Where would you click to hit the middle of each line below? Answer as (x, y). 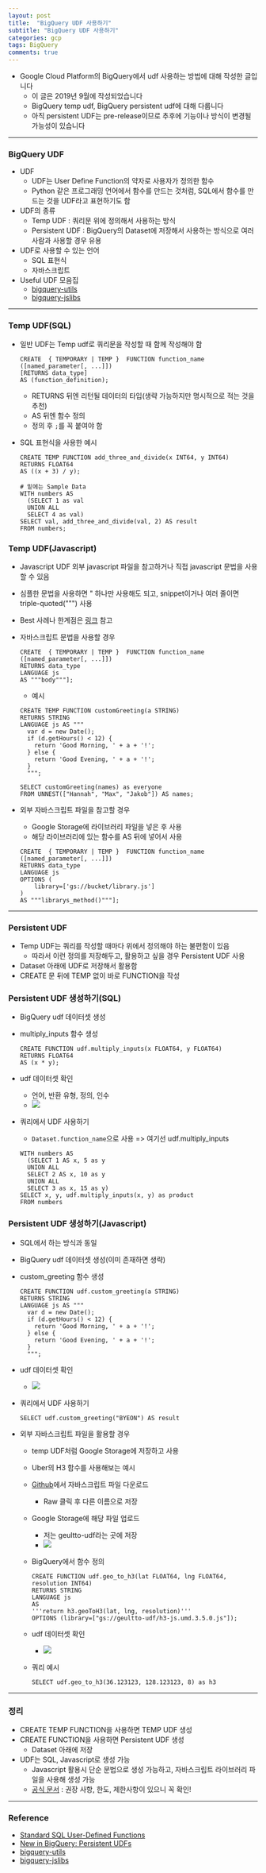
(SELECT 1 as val (56, 500)
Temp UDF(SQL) (40, 326)
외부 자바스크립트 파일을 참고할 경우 (75, 809)
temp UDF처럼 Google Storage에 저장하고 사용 (105, 1450)
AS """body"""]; (46, 680)
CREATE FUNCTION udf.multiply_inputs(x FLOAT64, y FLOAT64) (121, 1049)
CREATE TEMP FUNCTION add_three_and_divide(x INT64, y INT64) (124, 458)
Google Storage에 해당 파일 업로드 (85, 1518)
